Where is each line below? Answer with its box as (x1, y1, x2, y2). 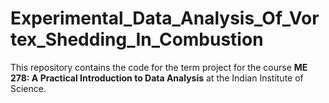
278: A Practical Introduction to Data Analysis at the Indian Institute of (10, 72, 304, 84)
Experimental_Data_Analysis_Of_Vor (10, 7, 320, 30)
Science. (10, 82, 47, 94)
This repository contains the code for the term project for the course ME (10, 61, 308, 73)
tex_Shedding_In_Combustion (10, 28, 264, 51)
